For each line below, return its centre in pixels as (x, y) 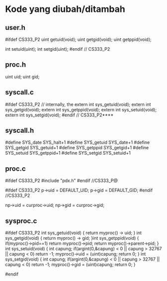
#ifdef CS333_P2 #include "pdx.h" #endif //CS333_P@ (62, 181)
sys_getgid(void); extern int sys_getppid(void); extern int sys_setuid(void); (81, 109)
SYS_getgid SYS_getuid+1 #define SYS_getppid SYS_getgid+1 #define (77, 148)
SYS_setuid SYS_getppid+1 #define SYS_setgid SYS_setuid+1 (68, 153)
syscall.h (20, 131)
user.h (15, 28)
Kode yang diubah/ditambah (65, 9)
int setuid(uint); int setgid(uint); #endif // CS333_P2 (58, 49)
